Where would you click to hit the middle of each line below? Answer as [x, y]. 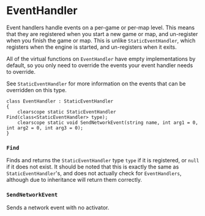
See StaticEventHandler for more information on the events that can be [96, 84]
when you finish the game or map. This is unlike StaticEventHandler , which [101, 40]
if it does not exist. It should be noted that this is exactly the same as [93, 167]
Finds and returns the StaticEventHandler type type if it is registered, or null [103, 160]
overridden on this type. [37, 90]
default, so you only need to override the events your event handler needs [100, 65]
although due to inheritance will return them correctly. [74, 180]
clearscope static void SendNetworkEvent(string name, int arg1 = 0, [108, 123]
